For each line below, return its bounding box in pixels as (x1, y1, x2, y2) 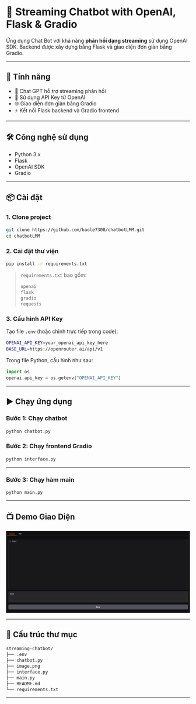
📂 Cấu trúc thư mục (6, 630, 78, 640)
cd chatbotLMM (6, 233, 41, 239)
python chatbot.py (6, 428, 51, 434)
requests (20, 301, 42, 307)
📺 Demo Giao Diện (6, 512, 75, 522)
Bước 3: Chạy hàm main (6, 475, 75, 483)
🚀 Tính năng (6, 72, 51, 82)
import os (6, 369, 30, 375)
